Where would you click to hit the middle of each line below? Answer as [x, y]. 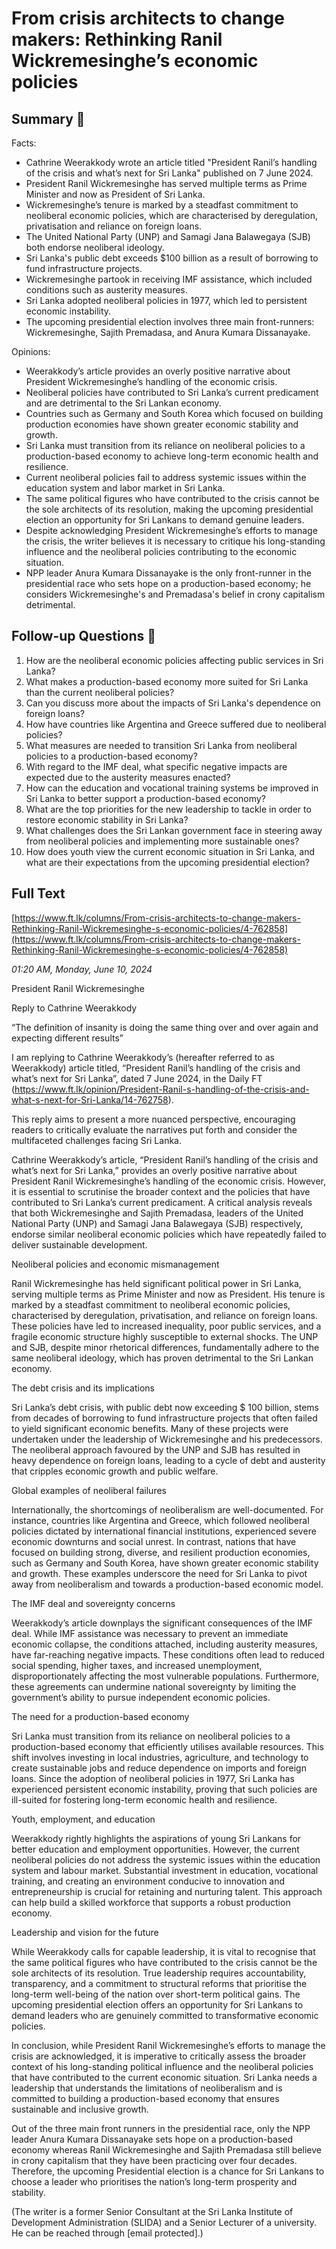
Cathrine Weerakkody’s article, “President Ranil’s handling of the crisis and [165, 1159]
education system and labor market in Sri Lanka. [125, 488]
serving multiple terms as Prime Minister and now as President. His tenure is [168, 1294]
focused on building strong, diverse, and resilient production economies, [161, 1552]
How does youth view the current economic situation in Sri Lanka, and [170, 851]
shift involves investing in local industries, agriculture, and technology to [160, 1757]
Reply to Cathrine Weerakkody [74, 1008]
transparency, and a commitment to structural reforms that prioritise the [159, 1983]
